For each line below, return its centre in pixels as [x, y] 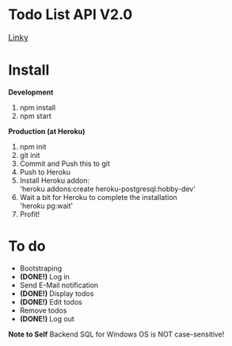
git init [30, 155]
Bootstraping [41, 268]
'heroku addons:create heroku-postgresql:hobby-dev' [108, 189]
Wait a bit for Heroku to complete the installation [99, 197]
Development [31, 92]
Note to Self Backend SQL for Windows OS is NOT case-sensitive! [116, 334]
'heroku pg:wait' [46, 206]
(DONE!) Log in [44, 276]
